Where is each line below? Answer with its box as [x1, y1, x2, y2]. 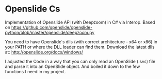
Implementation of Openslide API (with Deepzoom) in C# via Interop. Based [5, 19, 155, 25]
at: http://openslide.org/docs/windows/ [5, 49, 83, 55]
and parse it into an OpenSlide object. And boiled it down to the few [5, 64, 140, 69]
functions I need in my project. [5, 68, 66, 74]
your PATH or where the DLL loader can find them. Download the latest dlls [5, 44, 155, 50]
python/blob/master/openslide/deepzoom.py [5, 29, 95, 35]
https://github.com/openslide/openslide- [11, 24, 93, 30]
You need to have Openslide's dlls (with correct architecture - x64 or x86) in [5, 39, 158, 44]
